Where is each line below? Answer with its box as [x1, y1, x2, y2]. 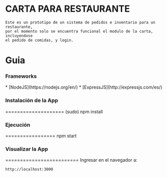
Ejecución [5, 121, 30, 128]
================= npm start [5, 133, 77, 139]
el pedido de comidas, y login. [5, 38, 74, 43]
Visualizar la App [5, 145, 48, 153]
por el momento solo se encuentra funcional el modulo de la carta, [5, 28, 153, 34]
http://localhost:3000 [5, 167, 53, 172]
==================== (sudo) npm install [5, 108, 103, 114]
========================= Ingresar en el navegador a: [5, 157, 138, 163]
